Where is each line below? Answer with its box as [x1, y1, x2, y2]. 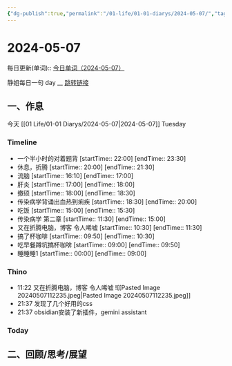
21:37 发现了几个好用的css [17, 299, 93, 307]
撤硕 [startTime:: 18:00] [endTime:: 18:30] [17, 189, 136, 197]
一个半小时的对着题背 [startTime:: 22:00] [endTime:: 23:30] [17, 154, 186, 162]
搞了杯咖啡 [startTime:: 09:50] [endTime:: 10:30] [17, 232, 155, 240]
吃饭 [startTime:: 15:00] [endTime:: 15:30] [17, 206, 135, 214]
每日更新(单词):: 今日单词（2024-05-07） [7, 64, 125, 72]
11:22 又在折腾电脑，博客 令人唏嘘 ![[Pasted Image [17, 283, 161, 291]
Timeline [7, 137, 37, 147]
